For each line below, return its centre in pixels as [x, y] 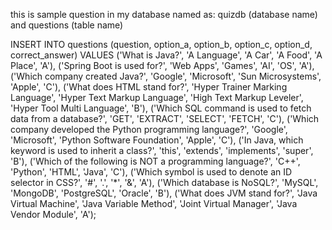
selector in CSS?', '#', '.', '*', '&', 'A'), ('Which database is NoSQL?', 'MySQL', [164, 182]
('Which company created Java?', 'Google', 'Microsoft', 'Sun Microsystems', [166, 76]
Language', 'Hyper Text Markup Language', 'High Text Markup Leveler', [157, 97]
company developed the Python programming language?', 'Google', [149, 129]
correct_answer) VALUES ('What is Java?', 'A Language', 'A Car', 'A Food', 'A [166, 55]
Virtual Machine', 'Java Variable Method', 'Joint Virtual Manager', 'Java [154, 203]
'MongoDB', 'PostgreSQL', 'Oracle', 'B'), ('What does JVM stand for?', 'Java [164, 193]
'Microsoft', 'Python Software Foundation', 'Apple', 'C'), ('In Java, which [157, 140]
